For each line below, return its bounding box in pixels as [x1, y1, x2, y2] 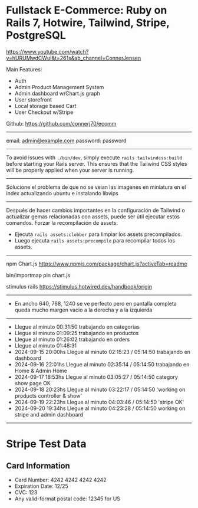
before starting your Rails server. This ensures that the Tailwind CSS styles [6, 160, 187, 167]
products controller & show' [14, 392, 82, 399]
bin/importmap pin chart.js [6, 271, 71, 278]
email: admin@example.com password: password [6, 137, 127, 144]
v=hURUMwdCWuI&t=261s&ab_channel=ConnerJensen [6, 54, 141, 61]
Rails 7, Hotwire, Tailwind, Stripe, [6, 16, 170, 30]
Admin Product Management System [14, 83, 104, 90]
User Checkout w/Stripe [14, 109, 74, 116]
